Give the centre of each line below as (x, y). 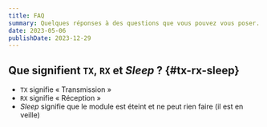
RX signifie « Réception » (61, 98)
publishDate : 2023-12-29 (50, 38)
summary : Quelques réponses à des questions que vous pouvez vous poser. (134, 23)
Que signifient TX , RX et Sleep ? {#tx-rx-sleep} (124, 70)
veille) (30, 115)
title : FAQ (26, 16)
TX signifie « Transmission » (66, 89)
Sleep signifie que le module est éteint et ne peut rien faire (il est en (131, 107)
